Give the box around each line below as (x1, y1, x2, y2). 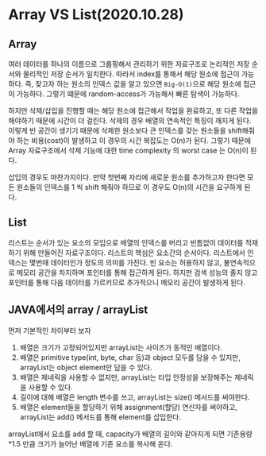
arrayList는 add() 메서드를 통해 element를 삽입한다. (19, 412, 181, 422)
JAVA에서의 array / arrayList (8, 303, 148, 317)
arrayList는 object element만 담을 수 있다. (19, 362, 152, 372)
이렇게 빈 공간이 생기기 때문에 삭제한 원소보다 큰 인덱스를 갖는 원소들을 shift (8, 126, 242, 135)
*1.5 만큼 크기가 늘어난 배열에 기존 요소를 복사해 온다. (8, 439, 173, 448)
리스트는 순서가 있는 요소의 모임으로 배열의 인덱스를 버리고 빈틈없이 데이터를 (8, 238, 244, 247)
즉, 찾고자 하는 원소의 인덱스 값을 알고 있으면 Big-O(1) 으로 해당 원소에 (25, 79, 242, 88)
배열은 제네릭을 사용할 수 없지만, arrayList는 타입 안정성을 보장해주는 (19, 372, 233, 382)
